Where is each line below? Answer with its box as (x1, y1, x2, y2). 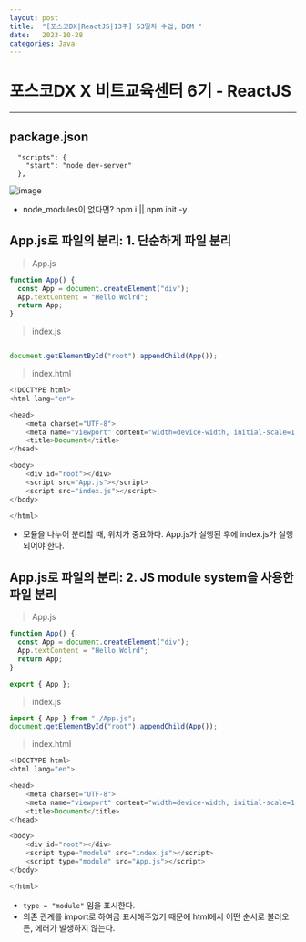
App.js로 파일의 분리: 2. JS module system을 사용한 (9, 569, 294, 585)
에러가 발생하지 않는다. (35, 922, 116, 933)
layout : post (9, 13, 59, 23)
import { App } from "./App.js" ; (9, 713, 137, 723)
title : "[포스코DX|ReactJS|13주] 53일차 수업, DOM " (9, 22, 203, 31)
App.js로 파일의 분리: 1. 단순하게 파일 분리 (9, 233, 232, 249)
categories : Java (9, 38, 76, 48)
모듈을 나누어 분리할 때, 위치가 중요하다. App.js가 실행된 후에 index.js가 (22, 529, 277, 540)
